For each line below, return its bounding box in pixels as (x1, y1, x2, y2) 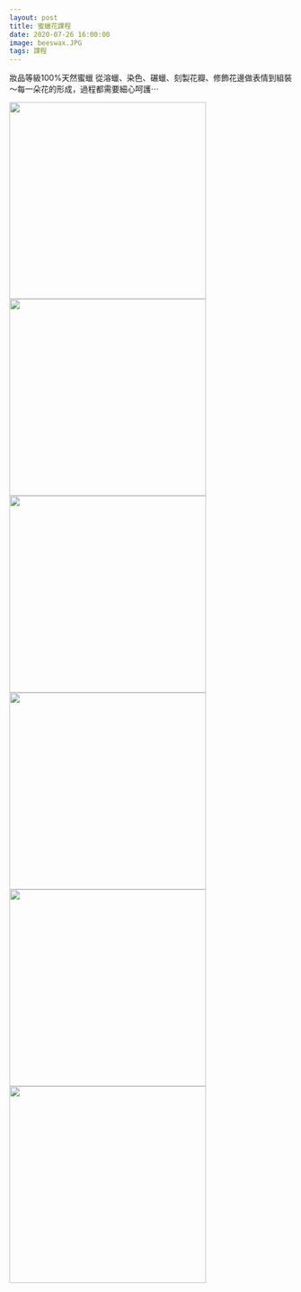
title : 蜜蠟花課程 (9, 22, 72, 31)
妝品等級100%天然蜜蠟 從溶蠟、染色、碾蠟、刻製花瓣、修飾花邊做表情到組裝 (9, 73, 293, 84)
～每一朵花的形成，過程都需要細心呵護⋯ (9, 84, 159, 94)
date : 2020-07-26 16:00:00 (9, 30, 111, 39)
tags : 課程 (9, 47, 48, 56)
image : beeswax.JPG (9, 38, 83, 48)
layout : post (9, 13, 58, 22)
